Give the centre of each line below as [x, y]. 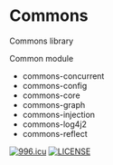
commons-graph [54, 104]
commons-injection [59, 114]
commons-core [51, 95]
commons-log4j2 [55, 124]
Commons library [42, 41]
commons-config [55, 85]
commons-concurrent [63, 76]
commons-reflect [55, 133]
